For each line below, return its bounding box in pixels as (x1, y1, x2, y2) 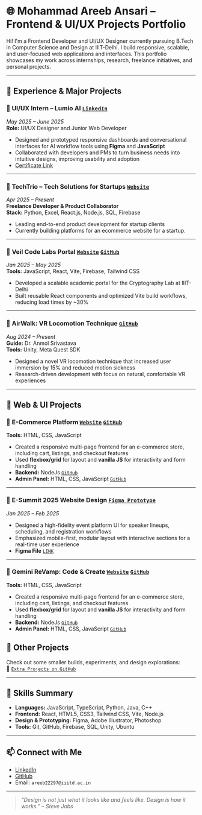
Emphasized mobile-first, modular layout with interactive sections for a (14, 534, 191, 541)
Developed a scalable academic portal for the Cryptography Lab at (14, 279, 180, 287)
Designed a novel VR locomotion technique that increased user (14, 357, 171, 365)
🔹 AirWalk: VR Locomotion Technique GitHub (6, 319, 138, 328)
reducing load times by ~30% (14, 298, 89, 306)
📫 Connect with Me (6, 747, 82, 757)
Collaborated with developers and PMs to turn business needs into (14, 149, 180, 156)
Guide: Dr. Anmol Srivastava (6, 339, 76, 347)
